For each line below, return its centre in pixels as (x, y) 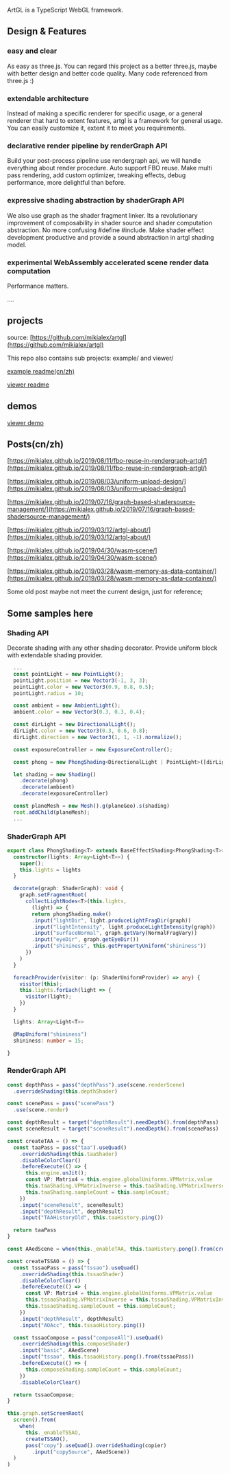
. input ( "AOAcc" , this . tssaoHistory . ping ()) (82, 1325)
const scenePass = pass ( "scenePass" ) (61, 1104)
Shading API (28, 633)
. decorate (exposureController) (64, 794)
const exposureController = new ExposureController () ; (93, 749)
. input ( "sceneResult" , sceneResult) (72, 1205)
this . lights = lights (50, 870)
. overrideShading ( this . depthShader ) (65, 1091)
